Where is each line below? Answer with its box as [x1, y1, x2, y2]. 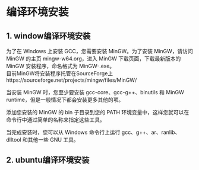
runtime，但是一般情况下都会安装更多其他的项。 [6, 96, 124, 103]
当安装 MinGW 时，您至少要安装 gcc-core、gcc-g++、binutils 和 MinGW [6, 89, 184, 95]
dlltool [6, 136, 22, 143]
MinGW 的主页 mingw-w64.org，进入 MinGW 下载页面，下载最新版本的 [6, 55, 181, 62]
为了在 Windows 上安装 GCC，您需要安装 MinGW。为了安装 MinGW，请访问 [6, 48, 193, 54]
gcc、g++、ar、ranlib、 [121, 129, 181, 136]
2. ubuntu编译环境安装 [6, 155, 90, 165]
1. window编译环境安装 [6, 31, 91, 41]
